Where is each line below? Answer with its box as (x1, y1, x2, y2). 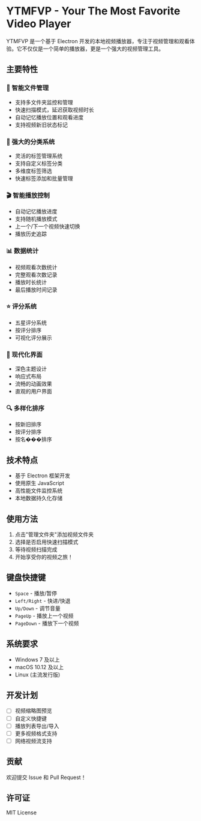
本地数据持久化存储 (14, 495, 63, 502)
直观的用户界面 (14, 388, 52, 395)
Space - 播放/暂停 (14, 590, 57, 597)
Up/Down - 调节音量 (14, 605, 61, 612)
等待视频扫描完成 (14, 546, 58, 553)
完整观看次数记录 (14, 271, 58, 278)
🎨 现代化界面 (6, 350, 43, 359)
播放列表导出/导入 (14, 722, 59, 729)
